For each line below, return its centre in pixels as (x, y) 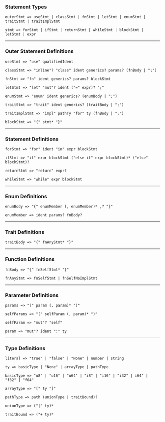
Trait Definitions (25, 232)
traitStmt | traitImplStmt (33, 21)
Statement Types (26, 7)
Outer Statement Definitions (39, 51)
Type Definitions (25, 348)
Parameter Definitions (32, 295)
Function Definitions (30, 259)
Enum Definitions (26, 196)
